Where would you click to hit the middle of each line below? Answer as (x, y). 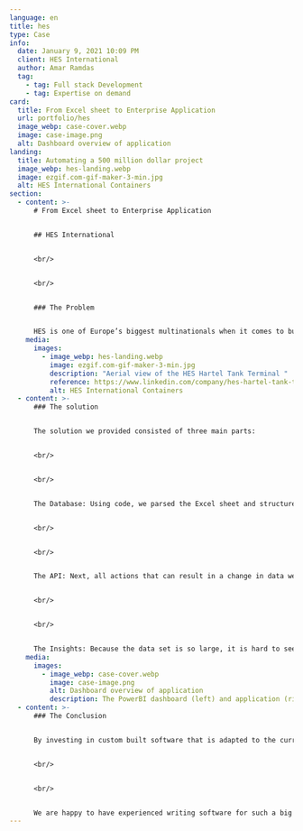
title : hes (30, 26)
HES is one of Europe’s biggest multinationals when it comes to (158, 332)
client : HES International (68, 60)
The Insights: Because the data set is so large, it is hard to (156, 649)
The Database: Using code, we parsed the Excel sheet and (144, 503)
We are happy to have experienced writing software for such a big (163, 813)
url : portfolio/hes (54, 118)
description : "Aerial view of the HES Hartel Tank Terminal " (169, 374)
